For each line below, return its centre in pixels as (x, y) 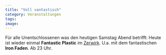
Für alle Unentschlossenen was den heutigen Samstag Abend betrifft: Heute (83, 38)
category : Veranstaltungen (33, 14)
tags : (11, 19)
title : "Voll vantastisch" (33, 10)
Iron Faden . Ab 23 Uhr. (29, 48)
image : (12, 24)
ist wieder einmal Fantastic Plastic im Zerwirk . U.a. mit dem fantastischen (81, 43)
